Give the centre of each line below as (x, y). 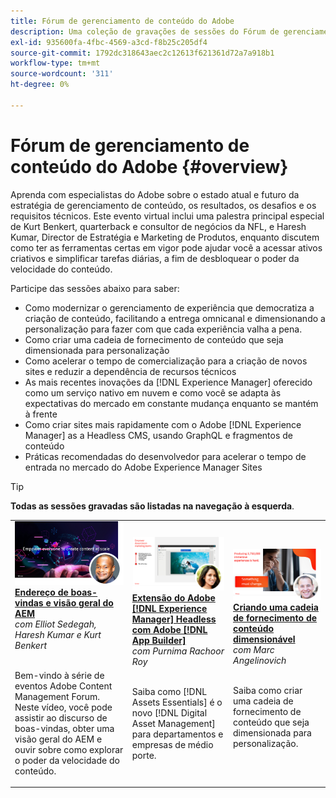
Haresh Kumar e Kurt (58, 634)
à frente (41, 414)
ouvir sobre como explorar (69, 749)
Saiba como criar (268, 691)
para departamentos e (177, 734)
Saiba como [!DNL (169, 692)
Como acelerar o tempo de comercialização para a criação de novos (166, 361)
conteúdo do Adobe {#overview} (149, 166)
